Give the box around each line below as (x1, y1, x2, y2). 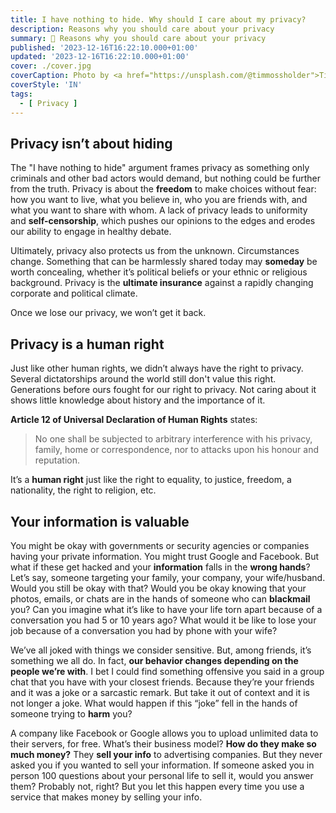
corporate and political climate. (10, 287, 138, 300)
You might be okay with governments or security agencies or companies (10, 539, 310, 551)
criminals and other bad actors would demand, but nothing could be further (10, 172, 321, 185)
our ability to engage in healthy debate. (10, 226, 172, 238)
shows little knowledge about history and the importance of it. (10, 394, 266, 406)
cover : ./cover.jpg (10, 61, 92, 71)
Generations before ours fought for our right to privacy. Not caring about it (10, 384, 317, 396)
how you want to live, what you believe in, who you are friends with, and (10, 194, 308, 206)
